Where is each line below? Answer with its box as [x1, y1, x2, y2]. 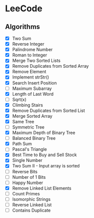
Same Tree [12, 118, 34, 124]
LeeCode [5, 3, 43, 14]
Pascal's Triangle [12, 146, 47, 152]
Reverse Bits [12, 168, 38, 174]
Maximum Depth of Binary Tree [12, 130, 75, 136]
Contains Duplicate [12, 207, 51, 213]
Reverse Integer [12, 41, 45, 47]
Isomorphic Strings [12, 196, 51, 202]
